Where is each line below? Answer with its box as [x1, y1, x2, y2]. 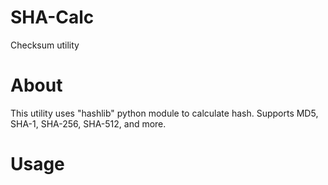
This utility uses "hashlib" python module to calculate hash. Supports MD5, [10, 107, 319, 119]
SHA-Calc [10, 6, 95, 29]
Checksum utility [10, 39, 80, 51]
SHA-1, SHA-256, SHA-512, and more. [10, 117, 167, 130]
